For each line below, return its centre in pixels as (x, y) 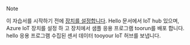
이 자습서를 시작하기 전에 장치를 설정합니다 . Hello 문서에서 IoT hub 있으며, (93, 21)
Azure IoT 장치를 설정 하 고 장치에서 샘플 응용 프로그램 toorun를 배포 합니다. (95, 28)
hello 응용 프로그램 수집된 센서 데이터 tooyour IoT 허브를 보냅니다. (84, 36)
